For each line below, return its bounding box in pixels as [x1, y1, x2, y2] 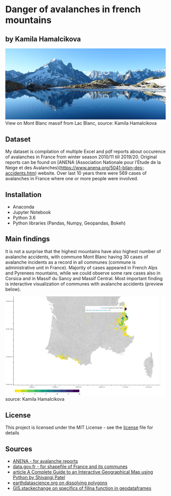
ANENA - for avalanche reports [12, 458, 78, 464]
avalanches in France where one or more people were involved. [5, 176, 138, 182]
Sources [5, 445, 33, 453]
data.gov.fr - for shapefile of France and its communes [12, 463, 128, 470]
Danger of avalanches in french [5, 4, 141, 15]
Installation [5, 190, 42, 199]
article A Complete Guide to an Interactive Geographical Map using [12, 469, 154, 475]
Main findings [5, 235, 50, 243]
